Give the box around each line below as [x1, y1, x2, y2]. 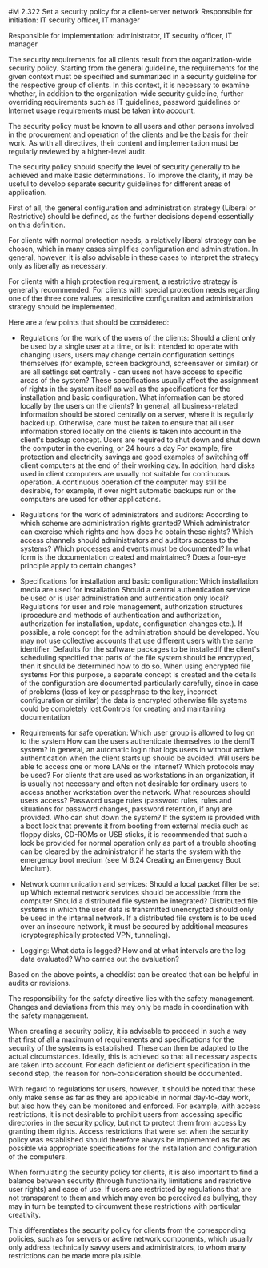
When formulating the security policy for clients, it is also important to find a [8, 1167, 258, 1177]
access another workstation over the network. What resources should [19, 788, 250, 796]
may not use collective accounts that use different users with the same [19, 636, 254, 645]
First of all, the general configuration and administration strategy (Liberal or [8, 203, 256, 213]
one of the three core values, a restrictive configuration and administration [8, 293, 254, 303]
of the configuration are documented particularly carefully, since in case [19, 679, 258, 688]
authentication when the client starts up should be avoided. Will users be [19, 753, 260, 763]
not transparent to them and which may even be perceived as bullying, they [8, 1193, 258, 1202]
